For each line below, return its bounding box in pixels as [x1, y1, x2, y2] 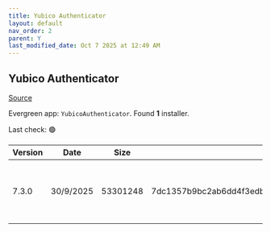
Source [8, 93, 32, 102]
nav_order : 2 [8, 27, 52, 35]
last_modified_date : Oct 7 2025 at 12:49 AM [8, 42, 161, 50]
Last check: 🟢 [8, 124, 56, 134]
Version [12, 147, 44, 158]
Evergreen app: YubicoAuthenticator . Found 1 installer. [8, 108, 190, 118]
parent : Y [8, 34, 42, 43]
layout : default [8, 19, 63, 27]
